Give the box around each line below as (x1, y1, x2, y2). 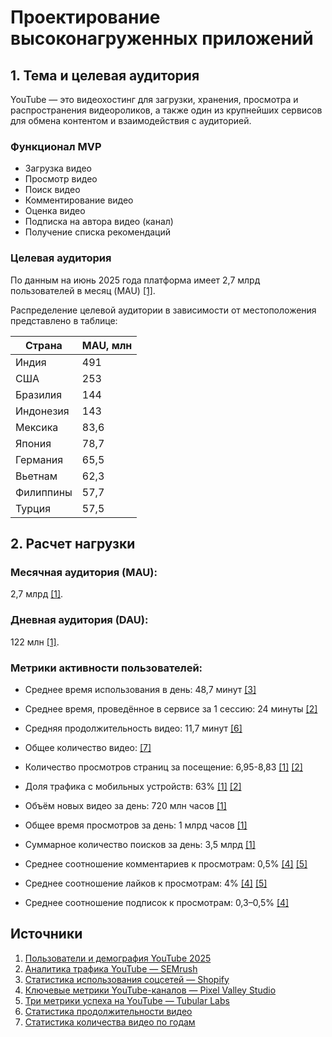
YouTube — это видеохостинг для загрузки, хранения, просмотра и (10, 94, 299, 105)
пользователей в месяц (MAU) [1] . (10, 284, 156, 296)
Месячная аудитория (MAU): (10, 565, 158, 579)
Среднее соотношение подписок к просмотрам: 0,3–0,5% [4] (24, 896, 290, 908)
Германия (15, 452, 64, 466)
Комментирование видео (24, 194, 134, 206)
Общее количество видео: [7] (24, 741, 152, 753)
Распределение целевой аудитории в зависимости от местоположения (10, 304, 317, 316)
